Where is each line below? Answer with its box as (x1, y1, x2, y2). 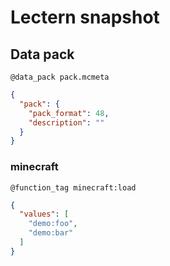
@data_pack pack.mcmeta (10, 72, 110, 82)
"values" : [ (19, 209, 70, 220)
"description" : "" (28, 117, 105, 128)
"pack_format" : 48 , (28, 108, 110, 118)
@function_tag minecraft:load (10, 182, 137, 193)
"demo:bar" (28, 228, 74, 238)
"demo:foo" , (28, 219, 78, 229)
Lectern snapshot (10, 6, 160, 29)
